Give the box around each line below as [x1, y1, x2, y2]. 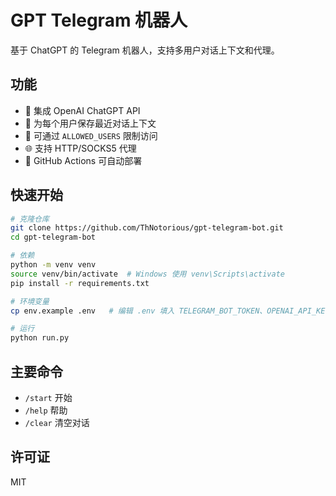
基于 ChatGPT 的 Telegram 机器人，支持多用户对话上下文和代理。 [10, 44, 280, 56]
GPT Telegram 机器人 [10, 9, 188, 32]
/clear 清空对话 [24, 417, 90, 428]
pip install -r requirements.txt [10, 278, 150, 288]
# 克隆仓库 [10, 214, 50, 224]
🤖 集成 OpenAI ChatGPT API [24, 104, 141, 116]
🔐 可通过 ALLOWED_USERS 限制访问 [24, 129, 158, 141]
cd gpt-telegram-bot [10, 232, 97, 243]
